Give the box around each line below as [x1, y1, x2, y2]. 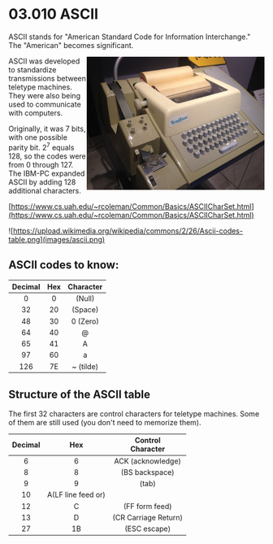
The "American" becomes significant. [8, 40, 134, 50]
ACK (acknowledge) [114, 456, 181, 466]
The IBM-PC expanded [8, 168, 85, 178]
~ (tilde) [71, 361, 99, 371]
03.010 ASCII [8, 5, 99, 24]
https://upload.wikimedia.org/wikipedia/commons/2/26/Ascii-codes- [13, 225, 244, 236]
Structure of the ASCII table [8, 387, 151, 401]
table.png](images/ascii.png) [8, 234, 106, 244]
